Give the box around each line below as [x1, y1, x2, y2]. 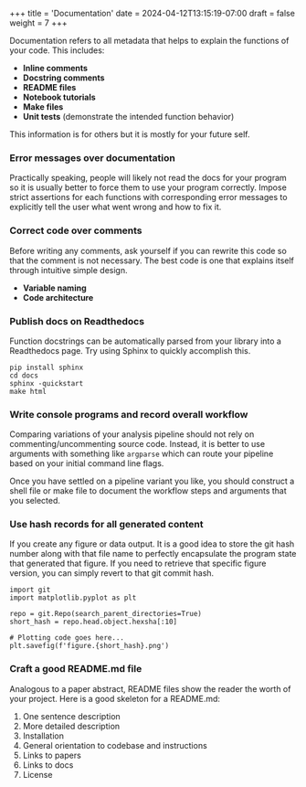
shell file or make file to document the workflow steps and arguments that [9, 485, 288, 496]
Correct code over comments [9, 224, 143, 237]
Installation [22, 730, 65, 741]
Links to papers [22, 750, 82, 760]
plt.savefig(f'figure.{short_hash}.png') [9, 642, 170, 651]
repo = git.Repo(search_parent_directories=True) [9, 610, 203, 619]
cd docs [9, 370, 39, 380]
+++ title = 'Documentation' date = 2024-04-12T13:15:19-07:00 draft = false [9, 8, 295, 18]
